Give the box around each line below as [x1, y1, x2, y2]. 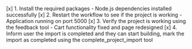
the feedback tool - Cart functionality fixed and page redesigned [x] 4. [6, 24, 177, 31]
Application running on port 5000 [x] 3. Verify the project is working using [6, 18, 186, 24]
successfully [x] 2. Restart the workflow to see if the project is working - [6, 11, 182, 18]
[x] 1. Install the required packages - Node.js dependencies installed [6, 5, 172, 12]
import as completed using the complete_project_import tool [6, 37, 154, 43]
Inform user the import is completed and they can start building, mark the [6, 30, 185, 37]
